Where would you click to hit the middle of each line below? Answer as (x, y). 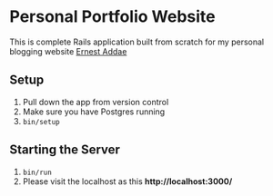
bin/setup (41, 122)
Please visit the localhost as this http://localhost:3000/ (127, 181)
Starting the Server (65, 150)
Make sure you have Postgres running (94, 112)
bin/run (37, 172)
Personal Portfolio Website (112, 17)
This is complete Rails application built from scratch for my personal (137, 42)
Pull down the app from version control (96, 102)
